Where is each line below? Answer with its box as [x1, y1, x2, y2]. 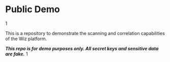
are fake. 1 [5, 51, 28, 57]
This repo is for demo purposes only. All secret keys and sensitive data [5, 45, 159, 51]
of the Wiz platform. [5, 36, 47, 42]
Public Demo [5, 4, 60, 15]
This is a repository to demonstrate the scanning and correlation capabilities [5, 30, 165, 36]
